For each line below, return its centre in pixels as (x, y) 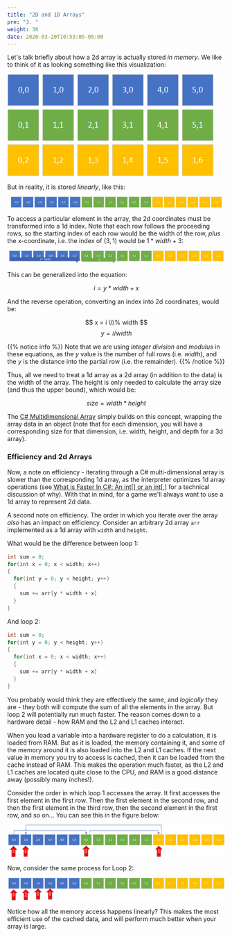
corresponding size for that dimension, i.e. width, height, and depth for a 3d (115, 431)
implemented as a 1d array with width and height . (77, 530)
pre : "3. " (23, 22)
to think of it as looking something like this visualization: (87, 65)
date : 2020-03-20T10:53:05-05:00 (55, 37)
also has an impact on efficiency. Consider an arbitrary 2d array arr (104, 522)
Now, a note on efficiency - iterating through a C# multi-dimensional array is (116, 472)
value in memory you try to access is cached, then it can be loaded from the (116, 757)
